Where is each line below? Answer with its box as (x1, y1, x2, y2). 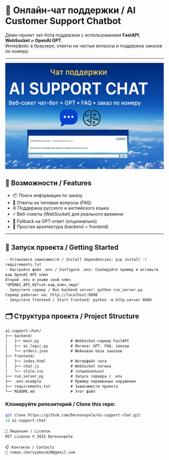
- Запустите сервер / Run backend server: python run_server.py (5, 287, 143, 292)
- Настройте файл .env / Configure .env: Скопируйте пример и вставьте (5, 267, 158, 272)
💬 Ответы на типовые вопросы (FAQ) (12, 199, 92, 206)
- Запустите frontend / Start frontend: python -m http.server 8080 (5, 297, 152, 302)
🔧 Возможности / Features (5, 179, 92, 187)
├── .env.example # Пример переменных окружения (5, 379, 136, 384)
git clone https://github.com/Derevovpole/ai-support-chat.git (5, 413, 141, 418)
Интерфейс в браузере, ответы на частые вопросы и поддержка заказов (5, 42, 162, 48)
